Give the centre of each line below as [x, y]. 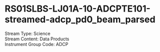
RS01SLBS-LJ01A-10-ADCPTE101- [77, 9]
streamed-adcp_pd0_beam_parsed [80, 19]
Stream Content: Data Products [37, 39]
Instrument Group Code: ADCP [36, 44]
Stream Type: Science [28, 33]
